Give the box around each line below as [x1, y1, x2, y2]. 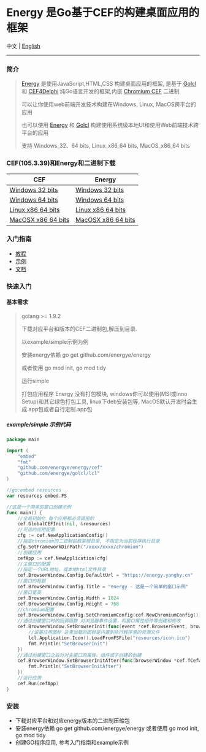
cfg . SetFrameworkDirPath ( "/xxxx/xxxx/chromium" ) [17, 544, 144, 550]
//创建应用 [17, 549, 42, 555]
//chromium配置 [17, 606, 55, 613]
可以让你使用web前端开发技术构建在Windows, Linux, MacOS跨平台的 [21, 101, 196, 108]
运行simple [21, 377, 49, 384]
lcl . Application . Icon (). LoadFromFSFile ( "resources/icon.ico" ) [28, 635, 191, 641]
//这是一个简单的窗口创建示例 [6, 504, 72, 510]
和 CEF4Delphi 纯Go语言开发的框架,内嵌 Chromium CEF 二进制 [21, 88, 180, 95]
